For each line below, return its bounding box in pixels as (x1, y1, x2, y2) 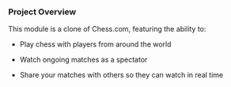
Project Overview (8, 6, 77, 17)
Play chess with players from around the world (19, 40, 172, 49)
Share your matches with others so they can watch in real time (19, 70, 224, 80)
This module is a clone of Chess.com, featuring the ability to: (8, 25, 206, 34)
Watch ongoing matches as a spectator (19, 55, 148, 65)
